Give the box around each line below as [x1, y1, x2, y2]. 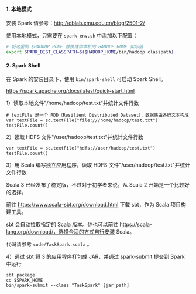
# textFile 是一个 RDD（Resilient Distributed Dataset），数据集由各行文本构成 [6, 112, 189, 119]
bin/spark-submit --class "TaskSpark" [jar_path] [6, 282, 130, 289]
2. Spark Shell [6, 62, 41, 69]
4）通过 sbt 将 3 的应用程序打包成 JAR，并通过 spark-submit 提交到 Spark [6, 253, 185, 261]
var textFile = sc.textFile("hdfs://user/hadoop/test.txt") [6, 146, 156, 151]
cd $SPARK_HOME [6, 278, 43, 283]
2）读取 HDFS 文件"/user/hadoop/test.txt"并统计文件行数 [6, 134, 143, 141]
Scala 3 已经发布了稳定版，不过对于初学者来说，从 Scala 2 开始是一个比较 [6, 181, 185, 188]
